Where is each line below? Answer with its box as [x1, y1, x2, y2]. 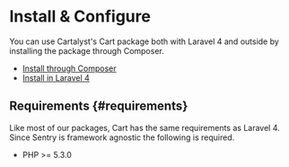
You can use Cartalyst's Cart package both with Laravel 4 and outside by [9, 36, 280, 47]
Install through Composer [22, 63, 117, 74]
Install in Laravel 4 [22, 72, 90, 83]
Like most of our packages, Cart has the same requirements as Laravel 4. [9, 122, 280, 133]
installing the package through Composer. [9, 45, 164, 56]
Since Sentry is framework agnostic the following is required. [9, 132, 235, 143]
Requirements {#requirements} [9, 99, 188, 114]
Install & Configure [9, 6, 151, 27]
